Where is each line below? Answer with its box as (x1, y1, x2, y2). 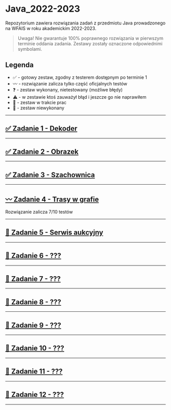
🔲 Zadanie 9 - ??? (5, 321, 62, 330)
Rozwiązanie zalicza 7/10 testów (5, 209, 73, 215)
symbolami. (17, 46, 42, 52)
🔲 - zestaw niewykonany (12, 105, 65, 111)
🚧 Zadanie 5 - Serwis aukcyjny (5, 228, 103, 237)
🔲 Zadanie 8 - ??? (5, 298, 62, 306)
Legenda (5, 61, 34, 69)
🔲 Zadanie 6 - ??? (5, 251, 62, 260)
